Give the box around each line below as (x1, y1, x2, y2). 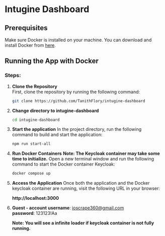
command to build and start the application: (12, 132, 103, 138)
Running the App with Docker (5, 57, 99, 65)
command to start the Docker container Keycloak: (12, 161, 115, 167)
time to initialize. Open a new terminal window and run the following (12, 156, 154, 162)
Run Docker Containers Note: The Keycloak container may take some (12, 150, 160, 156)
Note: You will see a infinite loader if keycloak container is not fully (12, 220, 154, 226)
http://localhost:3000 (12, 195, 59, 201)
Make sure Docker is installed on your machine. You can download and (5, 37, 152, 43)
